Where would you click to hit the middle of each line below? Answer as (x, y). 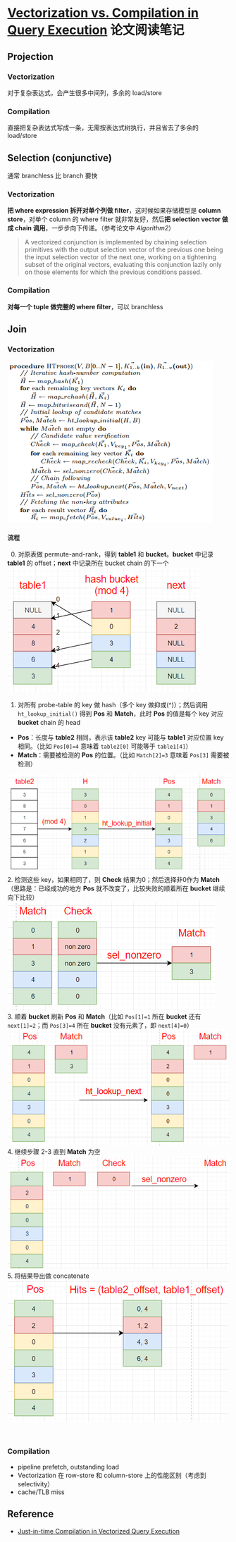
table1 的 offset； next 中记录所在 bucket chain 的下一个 (88, 563)
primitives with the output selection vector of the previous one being (124, 250)
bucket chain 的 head (49, 723)
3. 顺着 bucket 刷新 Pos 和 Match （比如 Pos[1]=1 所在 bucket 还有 (104, 1016)
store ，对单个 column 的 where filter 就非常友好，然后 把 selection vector (114, 219)
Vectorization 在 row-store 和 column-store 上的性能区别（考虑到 (112, 1475)
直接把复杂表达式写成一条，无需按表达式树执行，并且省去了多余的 (103, 128)
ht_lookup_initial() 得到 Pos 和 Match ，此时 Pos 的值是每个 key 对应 (120, 714)
